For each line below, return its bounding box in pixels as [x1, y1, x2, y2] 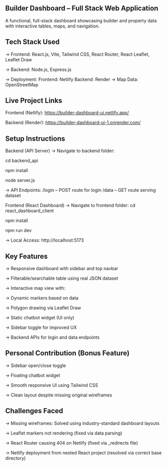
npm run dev [5, 227, 32, 234]
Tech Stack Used [5, 38, 60, 46]
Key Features [5, 252, 48, 260]
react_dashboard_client [5, 208, 54, 214]
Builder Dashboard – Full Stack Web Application [5, 4, 158, 13]
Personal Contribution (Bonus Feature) [5, 349, 130, 357]
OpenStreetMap [5, 81, 39, 88]
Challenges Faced [5, 407, 63, 415]
